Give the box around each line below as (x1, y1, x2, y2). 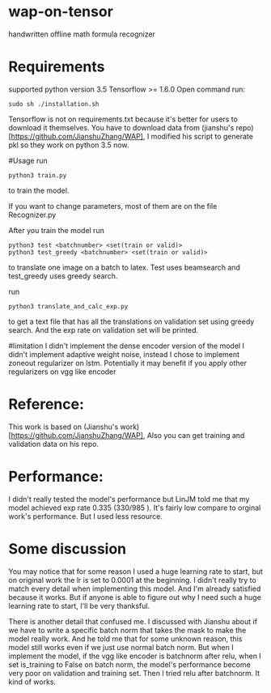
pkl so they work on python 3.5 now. (8, 140, 129, 150)
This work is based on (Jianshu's (8, 422, 119, 432)
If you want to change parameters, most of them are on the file (8, 201, 218, 210)
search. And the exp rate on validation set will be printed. (8, 325, 199, 334)
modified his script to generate (150, 131, 253, 141)
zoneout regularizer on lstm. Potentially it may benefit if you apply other (8, 358, 247, 368)
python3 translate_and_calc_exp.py (8, 302, 129, 310)
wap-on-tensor (8, 2, 113, 21)
